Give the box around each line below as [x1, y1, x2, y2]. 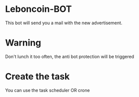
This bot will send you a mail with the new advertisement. [5, 20, 123, 26]
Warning [5, 37, 41, 48]
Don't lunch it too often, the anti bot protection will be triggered [5, 53, 135, 59]
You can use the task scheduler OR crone [5, 87, 90, 93]
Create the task [5, 71, 70, 82]
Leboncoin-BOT [5, 3, 72, 15]
